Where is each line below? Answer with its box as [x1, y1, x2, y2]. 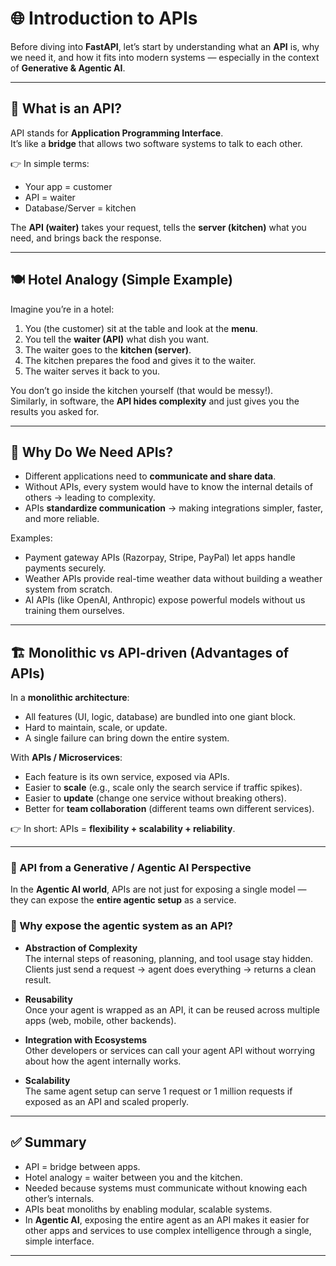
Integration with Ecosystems [24, 1033, 148, 1046]
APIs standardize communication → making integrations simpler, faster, [24, 502, 323, 514]
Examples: [10, 532, 53, 544]
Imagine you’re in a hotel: [10, 303, 115, 315]
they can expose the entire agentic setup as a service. [10, 894, 237, 906]
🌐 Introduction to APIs [10, 7, 198, 30]
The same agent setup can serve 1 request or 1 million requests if [24, 1085, 293, 1097]
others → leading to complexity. [24, 492, 156, 504]
